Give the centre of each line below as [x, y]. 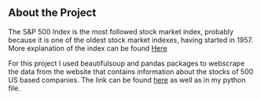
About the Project [52, 13]
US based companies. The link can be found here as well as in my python [127, 80]
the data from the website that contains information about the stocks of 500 [131, 71]
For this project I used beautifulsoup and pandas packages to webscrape [127, 63]
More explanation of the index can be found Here [88, 48]
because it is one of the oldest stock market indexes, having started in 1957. [131, 40]
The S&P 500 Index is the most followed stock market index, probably [121, 31]
